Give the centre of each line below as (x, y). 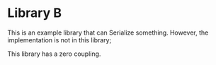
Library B (35, 13)
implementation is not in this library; (59, 40)
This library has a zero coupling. (54, 54)
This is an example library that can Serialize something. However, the (108, 32)
